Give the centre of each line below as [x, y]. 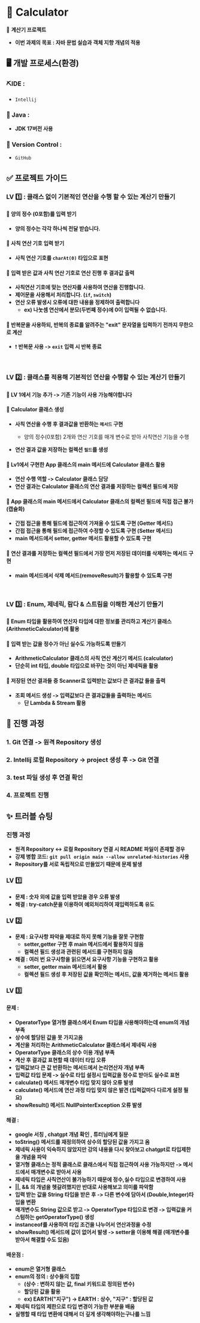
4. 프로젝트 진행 [28, 795]
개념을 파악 [34, 1157]
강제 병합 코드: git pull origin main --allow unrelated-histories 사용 [102, 857]
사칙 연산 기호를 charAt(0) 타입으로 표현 [62, 257]
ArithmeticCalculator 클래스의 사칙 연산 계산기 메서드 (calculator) [94, 658]
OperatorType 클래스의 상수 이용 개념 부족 [65, 1052]
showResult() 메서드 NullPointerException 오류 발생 [78, 1105]
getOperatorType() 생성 [65, 1217]
